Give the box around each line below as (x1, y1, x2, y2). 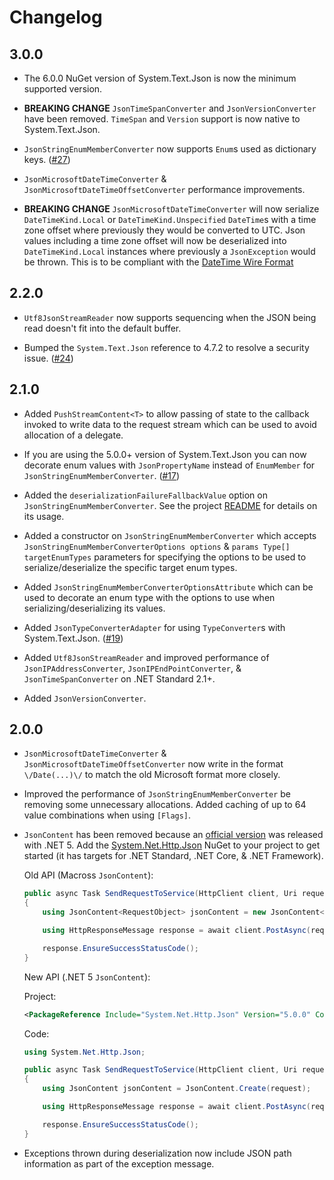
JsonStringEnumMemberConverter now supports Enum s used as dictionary (23, 143, 317, 155)
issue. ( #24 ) (23, 352, 74, 364)
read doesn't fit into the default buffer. (23, 322, 182, 334)
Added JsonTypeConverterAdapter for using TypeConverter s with (23, 621, 286, 633)
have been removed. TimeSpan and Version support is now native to (23, 113, 301, 125)
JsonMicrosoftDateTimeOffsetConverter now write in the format (23, 758, 284, 770)
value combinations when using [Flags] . (23, 809, 192, 821)
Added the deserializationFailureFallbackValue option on (23, 489, 268, 501)
